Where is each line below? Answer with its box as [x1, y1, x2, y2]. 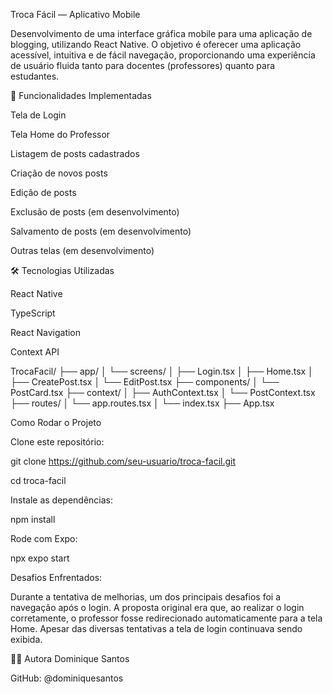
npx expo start [10, 552, 70, 564]
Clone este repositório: [10, 436, 105, 448]
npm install [10, 514, 56, 525]
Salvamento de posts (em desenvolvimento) [10, 225, 192, 237]
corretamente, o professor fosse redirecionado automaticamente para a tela [10, 612, 323, 624]
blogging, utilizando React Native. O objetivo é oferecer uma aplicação [10, 39, 302, 50]
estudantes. [10, 70, 60, 82]
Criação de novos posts [10, 167, 108, 179]
